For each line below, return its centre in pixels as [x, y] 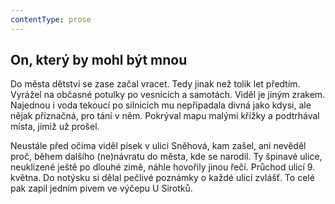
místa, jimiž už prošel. [55, 127]
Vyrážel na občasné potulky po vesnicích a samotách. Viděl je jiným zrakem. [168, 95]
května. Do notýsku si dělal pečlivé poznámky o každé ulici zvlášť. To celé [162, 178]
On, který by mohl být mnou [99, 60]
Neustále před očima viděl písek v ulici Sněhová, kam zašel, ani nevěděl [158, 146]
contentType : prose [51, 19]
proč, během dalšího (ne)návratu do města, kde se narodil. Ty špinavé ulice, [166, 157]
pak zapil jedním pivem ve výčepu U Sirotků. [101, 188]
